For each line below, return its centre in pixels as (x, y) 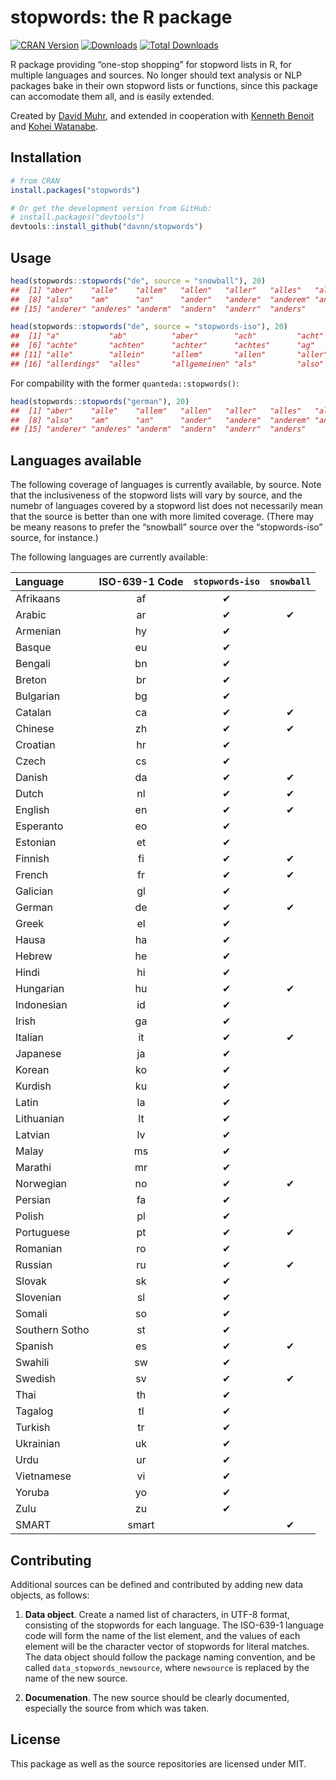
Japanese (38, 1054)
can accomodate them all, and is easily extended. (112, 96)
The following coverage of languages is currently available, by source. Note (166, 485)
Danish (31, 778)
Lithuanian (40, 1119)
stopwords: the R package (121, 17)
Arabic (31, 615)
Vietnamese (43, 1476)
